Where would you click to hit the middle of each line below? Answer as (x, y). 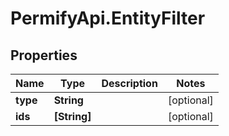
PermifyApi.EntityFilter (108, 18)
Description (129, 83)
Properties (44, 55)
